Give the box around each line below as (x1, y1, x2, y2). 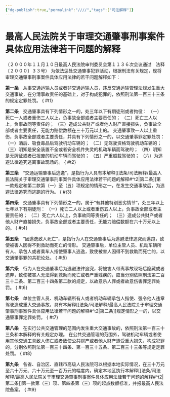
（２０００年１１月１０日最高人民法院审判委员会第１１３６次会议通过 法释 (5, 61, 165, 67)
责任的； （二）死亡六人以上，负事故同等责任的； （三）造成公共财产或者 (9, 212, 163, 218)
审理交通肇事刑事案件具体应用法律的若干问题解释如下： (5, 74, 120, 80)
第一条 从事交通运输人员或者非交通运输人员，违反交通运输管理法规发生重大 (5, 85, 165, 91)
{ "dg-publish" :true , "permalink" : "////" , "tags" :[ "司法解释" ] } (5, 7, 134, 13)
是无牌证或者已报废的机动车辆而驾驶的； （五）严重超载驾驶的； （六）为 (5, 153, 158, 159)
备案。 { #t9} (9, 386, 36, 392)
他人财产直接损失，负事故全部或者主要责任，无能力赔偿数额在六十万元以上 (5, 219, 160, 225)
